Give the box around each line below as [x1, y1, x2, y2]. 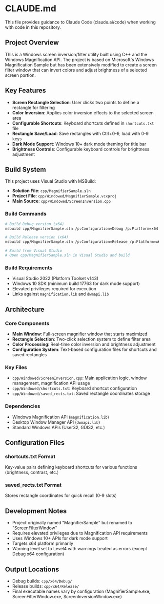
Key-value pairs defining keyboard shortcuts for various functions [5, 464, 138, 470]
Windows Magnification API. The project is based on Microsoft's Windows [5, 57, 154, 63]
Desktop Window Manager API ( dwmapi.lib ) [12, 419, 100, 425]
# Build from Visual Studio [5, 248, 62, 253]
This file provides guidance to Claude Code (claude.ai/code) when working [5, 19, 156, 25]
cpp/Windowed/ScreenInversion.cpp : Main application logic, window [12, 375, 147, 381]
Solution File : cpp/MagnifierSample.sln [12, 188, 91, 194]
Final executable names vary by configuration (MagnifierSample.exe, [12, 588, 151, 594]
